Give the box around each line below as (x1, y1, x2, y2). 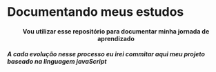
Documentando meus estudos (7, 4, 184, 20)
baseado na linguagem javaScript (7, 58, 107, 66)
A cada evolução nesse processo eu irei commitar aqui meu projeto (7, 50, 206, 58)
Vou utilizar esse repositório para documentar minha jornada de (22, 27, 210, 35)
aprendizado (97, 34, 135, 43)
